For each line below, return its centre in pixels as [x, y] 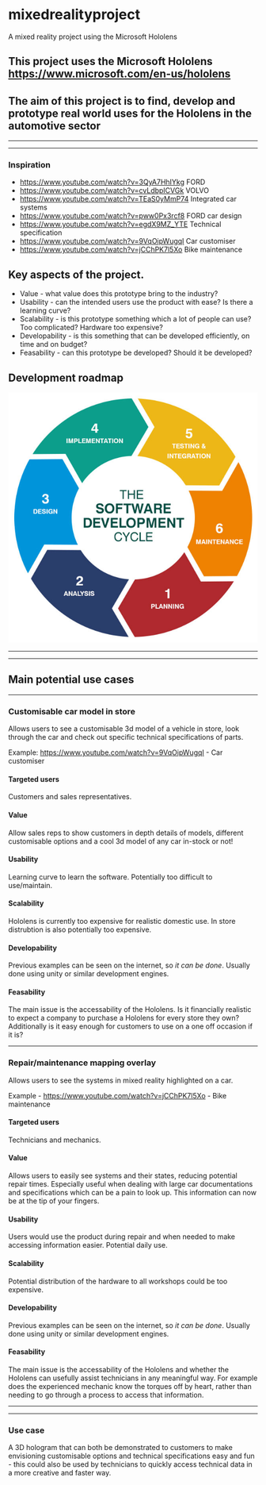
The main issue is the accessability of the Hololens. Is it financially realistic [130, 1010]
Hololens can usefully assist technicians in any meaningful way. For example [133, 1378]
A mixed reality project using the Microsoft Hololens [93, 37]
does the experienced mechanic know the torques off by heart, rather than [130, 1386]
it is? [16, 1035]
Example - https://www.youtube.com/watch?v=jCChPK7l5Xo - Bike [118, 1095]
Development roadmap [66, 377]
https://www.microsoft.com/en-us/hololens [120, 74]
